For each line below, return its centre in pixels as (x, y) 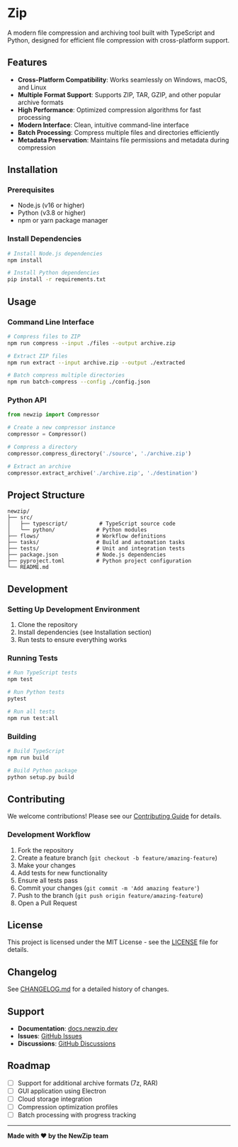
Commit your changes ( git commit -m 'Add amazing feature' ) (108, 887)
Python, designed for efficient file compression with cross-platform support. (119, 40)
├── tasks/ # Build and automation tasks (96, 543)
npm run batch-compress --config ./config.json (79, 382)
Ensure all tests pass (47, 880)
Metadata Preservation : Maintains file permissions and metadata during (123, 140)
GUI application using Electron (62, 1091)
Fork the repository (46, 850)
